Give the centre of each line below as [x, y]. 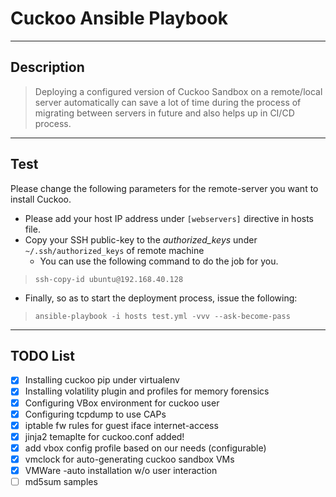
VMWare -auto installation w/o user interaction [121, 470]
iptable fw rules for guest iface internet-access [121, 425]
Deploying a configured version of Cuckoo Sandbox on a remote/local [178, 91]
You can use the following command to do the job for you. [159, 261]
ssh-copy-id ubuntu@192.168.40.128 [109, 279]
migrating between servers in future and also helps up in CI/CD [164, 113]
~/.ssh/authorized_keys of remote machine [114, 250]
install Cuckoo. [41, 199]
